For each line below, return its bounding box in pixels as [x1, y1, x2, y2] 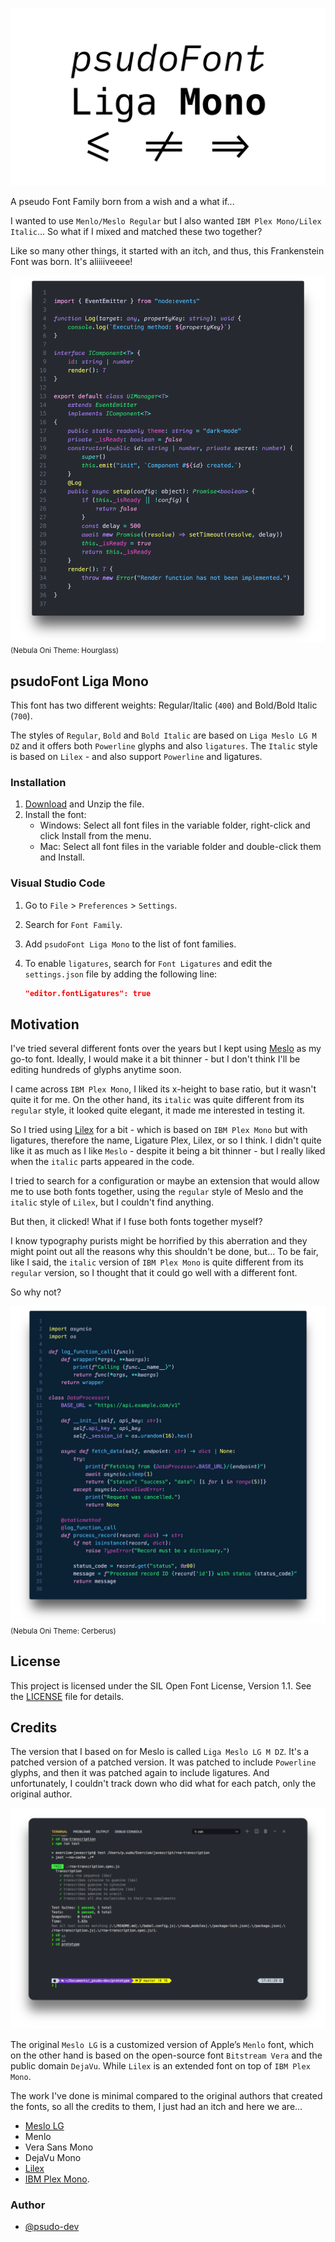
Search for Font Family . [24, 918, 123, 930]
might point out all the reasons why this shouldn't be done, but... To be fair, [10, 1246, 319, 1258]
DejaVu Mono [24, 2151, 82, 2163]
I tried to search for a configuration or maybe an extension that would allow [10, 1175, 320, 1187]
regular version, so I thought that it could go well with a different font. [10, 1267, 298, 1279]
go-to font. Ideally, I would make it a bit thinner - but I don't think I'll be [10, 1053, 301, 1065]
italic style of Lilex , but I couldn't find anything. [10, 1196, 215, 1208]
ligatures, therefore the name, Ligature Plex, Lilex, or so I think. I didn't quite [10, 1134, 322, 1147]
